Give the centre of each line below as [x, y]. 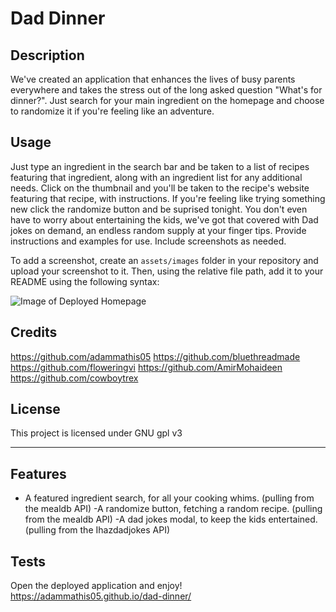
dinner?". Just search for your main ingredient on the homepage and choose [167, 100]
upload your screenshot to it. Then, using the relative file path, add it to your [167, 271]
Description [47, 55]
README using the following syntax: [85, 281]
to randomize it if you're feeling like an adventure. [112, 111]
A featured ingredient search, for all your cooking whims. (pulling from [169, 498]
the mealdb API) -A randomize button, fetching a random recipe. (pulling [173, 509]
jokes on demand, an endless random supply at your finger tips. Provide [158, 230]
